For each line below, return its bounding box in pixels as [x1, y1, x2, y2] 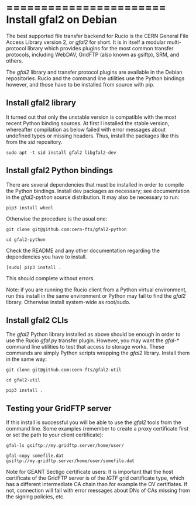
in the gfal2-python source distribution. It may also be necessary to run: [6, 194, 180, 201]
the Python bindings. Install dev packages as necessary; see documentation [6, 187, 190, 194]
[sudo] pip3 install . [6, 264, 61, 270]
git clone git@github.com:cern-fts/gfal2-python [6, 226, 127, 232]
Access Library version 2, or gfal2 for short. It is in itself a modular [6, 39, 166, 46]
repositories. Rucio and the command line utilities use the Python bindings [6, 74, 185, 82]
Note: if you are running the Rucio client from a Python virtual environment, [6, 286, 187, 293]
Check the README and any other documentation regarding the [6, 247, 160, 254]
